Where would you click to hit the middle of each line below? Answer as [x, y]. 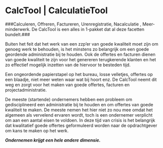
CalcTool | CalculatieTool [56, 11]
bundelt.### [18, 34]
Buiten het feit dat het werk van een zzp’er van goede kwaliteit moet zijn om [82, 44]
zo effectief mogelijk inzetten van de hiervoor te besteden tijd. [68, 65]
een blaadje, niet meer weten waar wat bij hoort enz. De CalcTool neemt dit [81, 79]
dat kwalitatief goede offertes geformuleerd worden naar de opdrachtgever [81, 125]
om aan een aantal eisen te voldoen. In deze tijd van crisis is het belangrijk [80, 120]
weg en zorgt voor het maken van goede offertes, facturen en [68, 85]
